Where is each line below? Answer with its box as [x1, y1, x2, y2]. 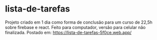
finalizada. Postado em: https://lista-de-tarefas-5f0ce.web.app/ [5, 29, 132, 35]
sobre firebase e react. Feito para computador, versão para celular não [5, 24, 146, 30]
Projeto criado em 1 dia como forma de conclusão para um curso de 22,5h [5, 19, 153, 25]
